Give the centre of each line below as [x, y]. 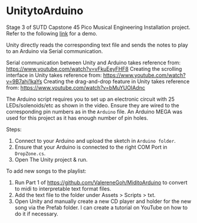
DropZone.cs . [30, 153]
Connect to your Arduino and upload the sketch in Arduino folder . [95, 140]
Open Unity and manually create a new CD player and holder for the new [103, 201]
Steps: [14, 129]
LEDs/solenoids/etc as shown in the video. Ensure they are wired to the [93, 105]
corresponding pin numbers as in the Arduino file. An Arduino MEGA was [94, 112]
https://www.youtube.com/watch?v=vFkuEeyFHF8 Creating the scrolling [94, 68]
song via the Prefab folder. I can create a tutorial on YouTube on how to [101, 207]
